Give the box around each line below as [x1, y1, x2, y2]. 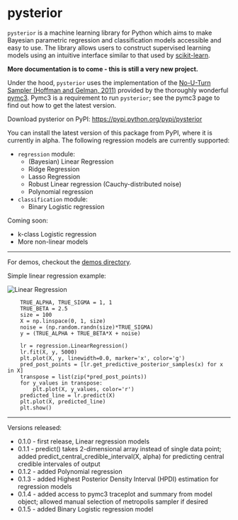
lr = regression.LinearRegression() [20, 342, 129, 349]
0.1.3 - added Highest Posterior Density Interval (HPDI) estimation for [17, 475, 219, 483]
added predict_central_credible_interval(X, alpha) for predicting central [17, 452, 225, 460]
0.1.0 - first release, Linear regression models [17, 437, 150, 446]
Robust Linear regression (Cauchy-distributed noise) [28, 179, 182, 188]
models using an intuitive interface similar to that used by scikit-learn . [7, 51, 210, 60]
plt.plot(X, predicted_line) [20, 398, 106, 405]
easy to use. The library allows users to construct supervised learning [7, 43, 211, 52]
